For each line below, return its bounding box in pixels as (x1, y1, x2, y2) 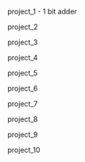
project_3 (7, 37, 38, 47)
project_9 (7, 130, 38, 139)
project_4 (7, 53, 38, 62)
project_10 (7, 145, 41, 154)
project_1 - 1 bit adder (7, 7, 77, 16)
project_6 (7, 83, 38, 93)
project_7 (7, 99, 38, 108)
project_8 (7, 114, 38, 124)
